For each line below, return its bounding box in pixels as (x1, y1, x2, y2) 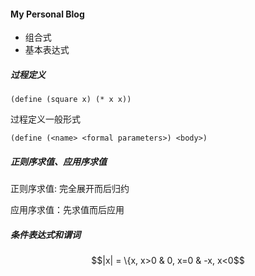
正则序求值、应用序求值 (10, 155, 107, 167)
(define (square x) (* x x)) (10, 95, 132, 105)
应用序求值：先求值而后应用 (10, 204, 125, 216)
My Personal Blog (10, 8, 85, 20)
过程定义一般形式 (10, 113, 81, 125)
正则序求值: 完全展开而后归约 (10, 183, 130, 195)
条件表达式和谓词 (10, 228, 81, 240)
